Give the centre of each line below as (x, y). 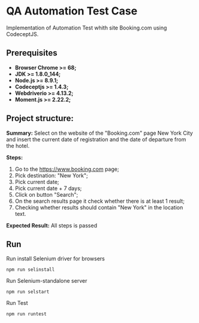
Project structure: (40, 118)
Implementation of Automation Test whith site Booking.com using (87, 28)
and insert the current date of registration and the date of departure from (96, 139)
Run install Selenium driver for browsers (55, 259)
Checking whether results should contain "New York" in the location (99, 207)
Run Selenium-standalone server (47, 281)
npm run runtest (26, 314)
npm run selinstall (31, 270)
